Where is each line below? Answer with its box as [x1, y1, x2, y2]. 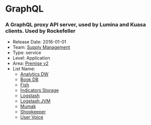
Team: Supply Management [12, 44, 70, 51]
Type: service [12, 50, 42, 56]
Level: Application [12, 55, 50, 61]
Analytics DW [20, 71, 49, 77]
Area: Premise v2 [12, 60, 49, 66]
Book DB [20, 76, 39, 82]
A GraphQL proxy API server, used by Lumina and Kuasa [5, 21, 146, 28]
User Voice [20, 114, 44, 120]
